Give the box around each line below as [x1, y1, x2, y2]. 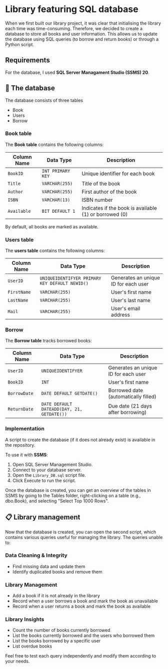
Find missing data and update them [12, 563, 85, 569]
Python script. [5, 41, 34, 47]
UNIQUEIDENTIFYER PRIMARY [39, 276, 101, 282]
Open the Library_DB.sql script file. [12, 472, 86, 478]
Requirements [5, 56, 50, 65]
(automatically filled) [108, 393, 156, 400]
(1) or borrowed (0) [81, 211, 128, 218]
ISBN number [81, 196, 113, 203]
